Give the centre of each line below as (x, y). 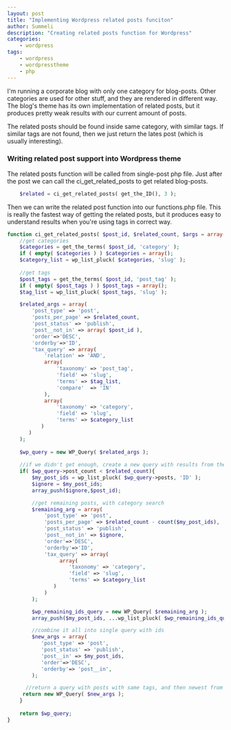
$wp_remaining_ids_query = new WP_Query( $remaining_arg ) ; (120, 611)
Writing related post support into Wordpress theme (94, 159)
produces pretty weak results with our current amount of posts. (97, 113)
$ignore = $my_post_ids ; (67, 484)
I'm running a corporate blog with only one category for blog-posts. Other (112, 91)
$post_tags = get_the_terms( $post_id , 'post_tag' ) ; (98, 279)
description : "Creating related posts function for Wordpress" (100, 33)
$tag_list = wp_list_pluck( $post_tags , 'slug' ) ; (93, 292)
